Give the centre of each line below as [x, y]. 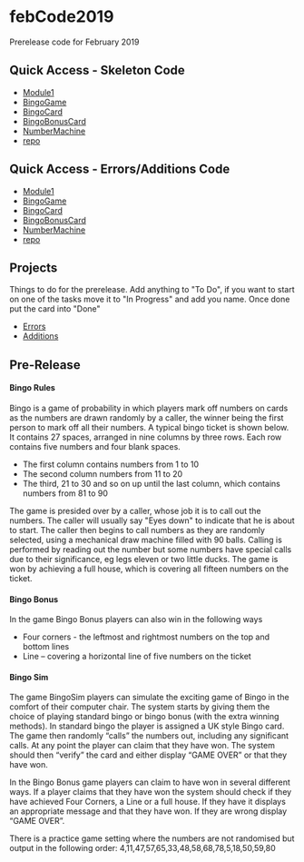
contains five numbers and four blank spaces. [95, 446]
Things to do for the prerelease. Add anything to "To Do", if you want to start [152, 290]
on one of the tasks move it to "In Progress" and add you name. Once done [150, 299]
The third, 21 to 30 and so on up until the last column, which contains [152, 483]
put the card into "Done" [55, 309]
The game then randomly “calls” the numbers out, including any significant [149, 736]
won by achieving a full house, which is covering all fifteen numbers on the [149, 569]
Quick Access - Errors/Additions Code [120, 169]
